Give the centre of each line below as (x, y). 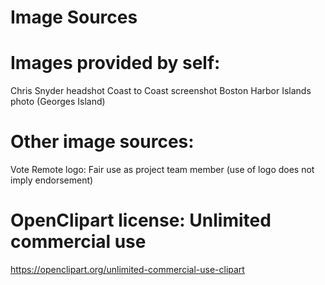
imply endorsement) (52, 180)
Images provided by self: (115, 63)
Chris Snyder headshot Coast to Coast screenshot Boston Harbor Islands (161, 91)
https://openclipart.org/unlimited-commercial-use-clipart (127, 269)
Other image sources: (102, 142)
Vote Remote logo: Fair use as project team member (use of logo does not (162, 170)
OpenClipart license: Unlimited (141, 220)
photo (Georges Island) (58, 102)
